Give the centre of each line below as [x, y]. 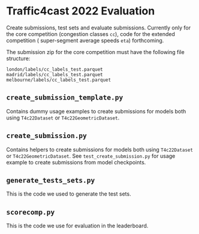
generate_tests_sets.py [51, 180]
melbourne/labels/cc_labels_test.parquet [59, 80]
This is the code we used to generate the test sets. [69, 194]
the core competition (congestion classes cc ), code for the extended [91, 34]
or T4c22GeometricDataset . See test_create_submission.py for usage [91, 156]
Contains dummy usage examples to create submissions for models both [96, 111]
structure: [18, 58]
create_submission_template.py [65, 97]
